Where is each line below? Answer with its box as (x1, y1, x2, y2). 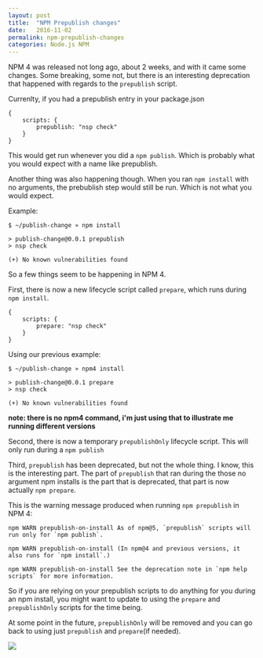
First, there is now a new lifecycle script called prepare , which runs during (8, 285, 247, 295)
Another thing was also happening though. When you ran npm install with (8, 175, 249, 184)
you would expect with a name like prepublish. (8, 159, 159, 169)
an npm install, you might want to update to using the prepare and (8, 594, 221, 604)
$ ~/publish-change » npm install (8, 222, 122, 230)
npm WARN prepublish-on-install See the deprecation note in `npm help (8, 565, 247, 574)
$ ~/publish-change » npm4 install (8, 365, 125, 373)
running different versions (8, 421, 96, 431)
